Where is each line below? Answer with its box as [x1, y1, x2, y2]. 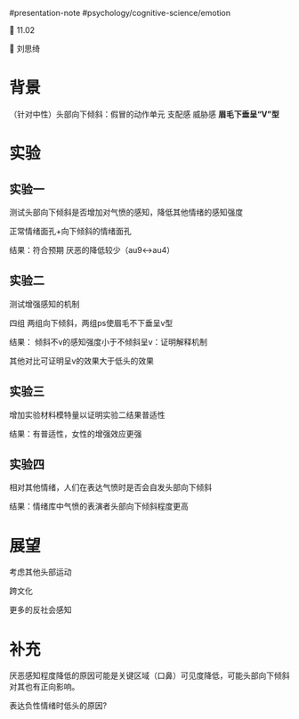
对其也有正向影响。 [9, 682, 80, 692]
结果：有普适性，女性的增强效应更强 [9, 428, 142, 439]
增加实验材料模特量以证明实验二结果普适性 [9, 409, 166, 420]
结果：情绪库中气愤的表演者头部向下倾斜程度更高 [9, 501, 189, 511]
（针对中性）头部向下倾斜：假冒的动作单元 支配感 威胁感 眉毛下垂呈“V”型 [9, 109, 280, 119]
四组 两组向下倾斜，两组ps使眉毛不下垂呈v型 [9, 317, 174, 328]
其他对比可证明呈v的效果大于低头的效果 [9, 355, 154, 366]
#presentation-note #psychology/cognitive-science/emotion [9, 8, 231, 18]
